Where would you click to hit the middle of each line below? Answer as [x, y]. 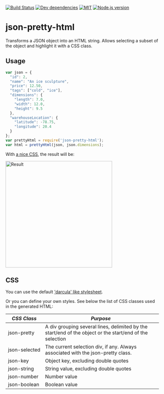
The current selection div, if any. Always [91, 347]
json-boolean [24, 385]
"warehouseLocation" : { [34, 118]
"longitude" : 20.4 [33, 127]
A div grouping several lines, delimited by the [96, 327]
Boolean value [61, 385]
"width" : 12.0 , [30, 104]
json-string [21, 369]
